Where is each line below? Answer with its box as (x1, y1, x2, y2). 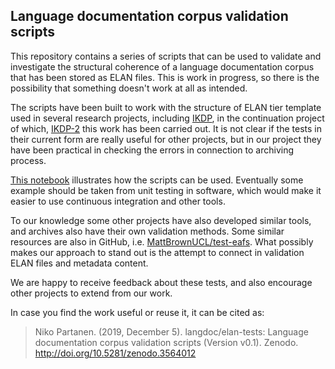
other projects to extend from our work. (10, 287, 173, 299)
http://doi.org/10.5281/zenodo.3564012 (34, 347, 197, 359)
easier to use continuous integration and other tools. (10, 195, 226, 207)
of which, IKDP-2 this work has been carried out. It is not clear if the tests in (10, 122, 322, 134)
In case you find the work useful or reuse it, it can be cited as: (10, 306, 265, 318)
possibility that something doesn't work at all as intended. (10, 82, 248, 94)
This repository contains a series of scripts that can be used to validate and (10, 50, 322, 62)
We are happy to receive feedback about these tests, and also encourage (10, 276, 313, 288)
